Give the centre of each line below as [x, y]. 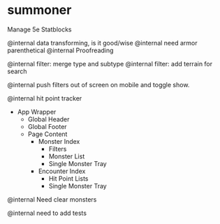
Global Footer [47, 126]
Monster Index [59, 141]
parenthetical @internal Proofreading [60, 50]
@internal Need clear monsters [52, 199]
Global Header [49, 119]
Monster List [67, 156]
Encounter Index [62, 171]
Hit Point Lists [68, 178]
